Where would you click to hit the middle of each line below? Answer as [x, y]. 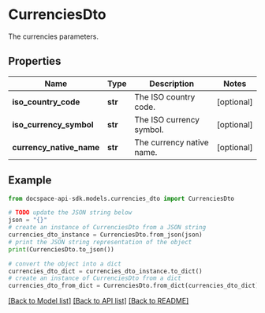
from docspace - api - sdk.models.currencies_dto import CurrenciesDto [121, 198]
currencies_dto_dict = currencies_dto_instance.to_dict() [105, 271]
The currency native [172, 142]
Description [172, 83]
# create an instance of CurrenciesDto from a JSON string [107, 228]
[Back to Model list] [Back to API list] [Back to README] [99, 301]
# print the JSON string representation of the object [100, 242]
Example [30, 181]
